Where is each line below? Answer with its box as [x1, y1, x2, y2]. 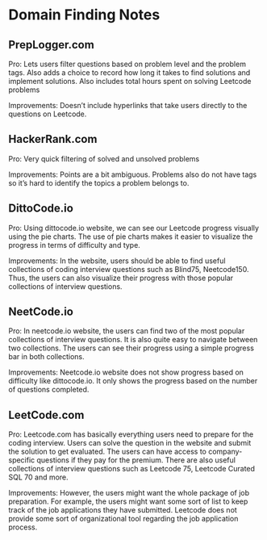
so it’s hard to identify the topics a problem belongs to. [8, 178, 190, 187]
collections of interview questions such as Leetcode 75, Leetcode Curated [8, 464, 256, 474]
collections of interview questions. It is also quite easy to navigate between [8, 335, 258, 345]
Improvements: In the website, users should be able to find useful [8, 256, 226, 266]
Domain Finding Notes [8, 6, 161, 24]
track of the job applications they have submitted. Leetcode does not [8, 505, 238, 515]
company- [208, 446, 243, 457]
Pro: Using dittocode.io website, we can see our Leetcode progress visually [8, 223, 260, 232]
